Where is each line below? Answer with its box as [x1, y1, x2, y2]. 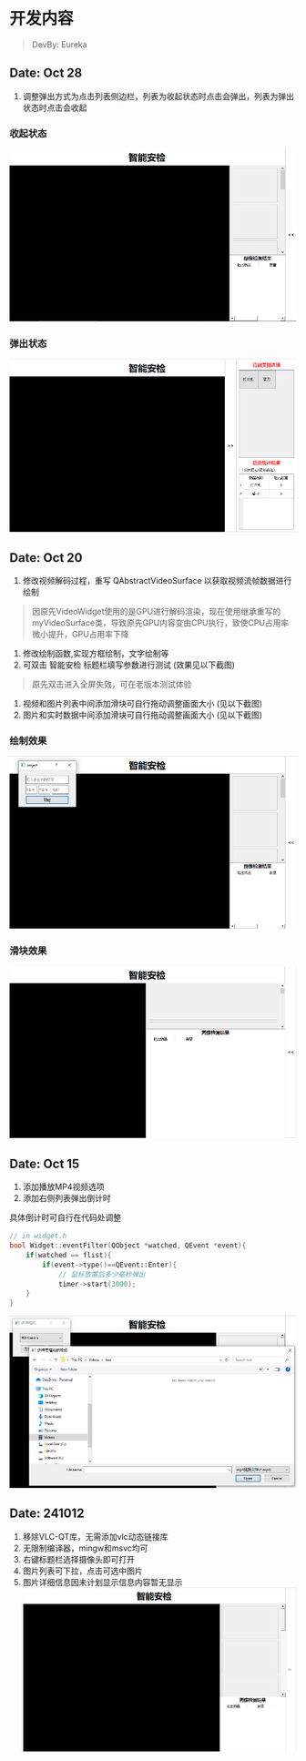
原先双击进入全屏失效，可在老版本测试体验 [31, 679, 192, 690]
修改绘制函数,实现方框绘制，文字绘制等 [22, 648, 169, 659]
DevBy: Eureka [31, 38, 88, 50]
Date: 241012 [9, 1506, 85, 1522]
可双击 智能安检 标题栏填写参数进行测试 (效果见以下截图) [22, 659, 235, 670]
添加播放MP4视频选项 [22, 1181, 105, 1193]
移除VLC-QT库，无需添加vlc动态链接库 [22, 1531, 168, 1542]
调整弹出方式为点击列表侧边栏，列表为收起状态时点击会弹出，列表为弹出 [22, 90, 294, 101]
